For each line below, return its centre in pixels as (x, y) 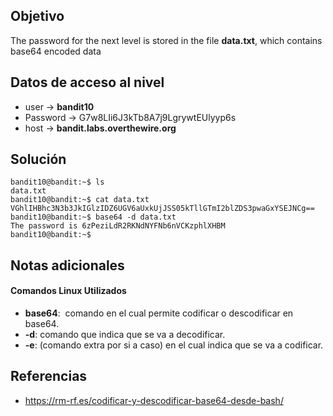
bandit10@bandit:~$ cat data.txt (80, 200)
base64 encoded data (56, 51)
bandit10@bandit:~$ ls (57, 182)
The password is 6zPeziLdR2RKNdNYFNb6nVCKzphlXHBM (118, 226)
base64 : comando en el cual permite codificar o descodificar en (159, 313)
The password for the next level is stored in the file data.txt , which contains (166, 40)
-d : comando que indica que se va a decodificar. (125, 335)
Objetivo (37, 16)
